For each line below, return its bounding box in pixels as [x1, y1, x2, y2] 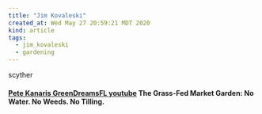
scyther [8, 70, 33, 79]
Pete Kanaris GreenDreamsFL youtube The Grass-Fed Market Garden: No [8, 88, 255, 97]
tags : [8, 33, 26, 42]
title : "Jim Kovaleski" [8, 11, 87, 20]
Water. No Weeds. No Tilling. [8, 97, 105, 106]
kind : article [8, 26, 55, 34]
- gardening [15, 48, 55, 56]
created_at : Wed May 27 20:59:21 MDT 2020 [8, 19, 150, 27]
